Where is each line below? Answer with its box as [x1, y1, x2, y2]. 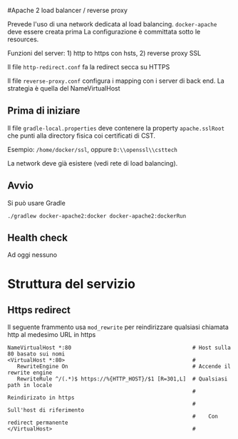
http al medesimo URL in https [7, 330, 96, 339]
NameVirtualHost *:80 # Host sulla [7, 344, 232, 352]
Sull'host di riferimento [7, 407, 84, 414]
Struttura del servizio [7, 276, 135, 292]
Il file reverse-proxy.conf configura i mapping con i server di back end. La [7, 76, 224, 85]
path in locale [7, 382, 53, 389]
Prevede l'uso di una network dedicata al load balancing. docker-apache [7, 20, 217, 28]
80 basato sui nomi [7, 350, 66, 358]
